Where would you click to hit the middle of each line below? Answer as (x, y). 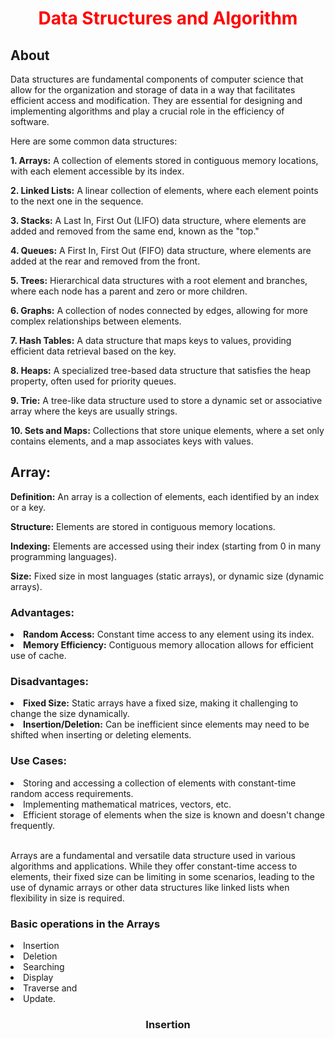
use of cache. (38, 656)
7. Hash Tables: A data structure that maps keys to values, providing (151, 340)
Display (38, 977)
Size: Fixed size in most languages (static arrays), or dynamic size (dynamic (167, 576)
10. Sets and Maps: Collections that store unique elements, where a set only (167, 430)
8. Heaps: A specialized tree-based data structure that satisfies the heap (160, 370)
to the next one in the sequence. (77, 201)
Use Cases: (38, 761)
